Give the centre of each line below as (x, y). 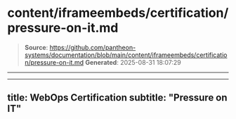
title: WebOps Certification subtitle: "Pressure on (117, 98)
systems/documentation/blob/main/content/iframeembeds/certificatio (126, 55)
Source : (36, 47)
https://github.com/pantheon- (93, 47)
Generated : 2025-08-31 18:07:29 (133, 62)
